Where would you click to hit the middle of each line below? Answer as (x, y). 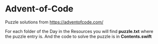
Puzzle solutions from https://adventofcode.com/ (54, 22)
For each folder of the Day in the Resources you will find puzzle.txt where (79, 31)
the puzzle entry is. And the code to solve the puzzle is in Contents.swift (79, 36)
